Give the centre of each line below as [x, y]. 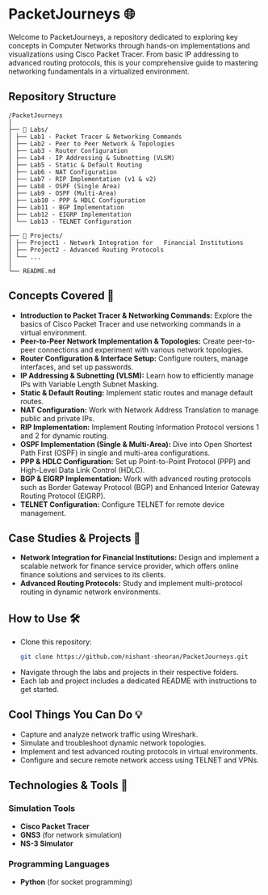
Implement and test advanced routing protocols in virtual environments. [139, 751]
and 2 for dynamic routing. [64, 435]
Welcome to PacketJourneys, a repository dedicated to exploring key [123, 36]
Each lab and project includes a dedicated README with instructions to [138, 681]
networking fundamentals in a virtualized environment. [99, 71]
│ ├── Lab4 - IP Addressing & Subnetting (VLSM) [92, 158]
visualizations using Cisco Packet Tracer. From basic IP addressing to [124, 54]
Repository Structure [63, 97]
